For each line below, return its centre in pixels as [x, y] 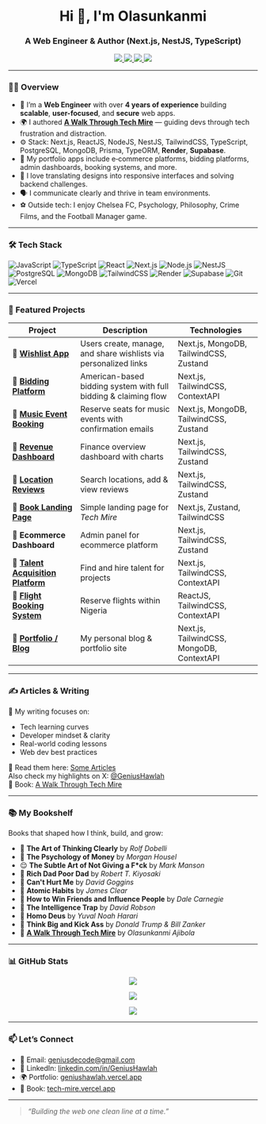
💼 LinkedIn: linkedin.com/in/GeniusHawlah [89, 1068]
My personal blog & [116, 638]
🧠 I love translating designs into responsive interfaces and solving [127, 175]
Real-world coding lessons [63, 743]
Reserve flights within [120, 601]
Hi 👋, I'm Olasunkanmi [133, 16]
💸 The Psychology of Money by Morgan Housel [98, 856]
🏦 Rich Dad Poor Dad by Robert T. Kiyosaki [90, 873]
